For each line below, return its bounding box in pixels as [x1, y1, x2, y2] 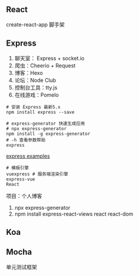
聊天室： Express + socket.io [14, 54, 85, 62]
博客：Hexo [14, 69, 43, 76]
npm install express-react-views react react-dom [14, 210, 134, 217]
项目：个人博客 [6, 192, 42, 199]
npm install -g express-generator [6, 131, 91, 137]
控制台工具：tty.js [14, 84, 57, 91]
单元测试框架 [6, 263, 37, 270]
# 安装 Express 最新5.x [6, 104, 60, 110]
